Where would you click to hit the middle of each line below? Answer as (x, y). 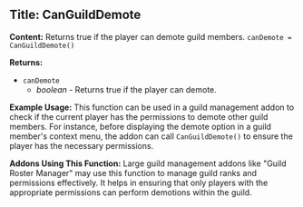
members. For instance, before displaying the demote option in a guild (141, 126)
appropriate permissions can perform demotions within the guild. (131, 192)
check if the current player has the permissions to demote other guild (139, 116)
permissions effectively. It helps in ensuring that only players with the (139, 182)
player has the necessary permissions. (82, 145)
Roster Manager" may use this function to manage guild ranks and (133, 172)
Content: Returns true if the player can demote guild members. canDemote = (151, 36)
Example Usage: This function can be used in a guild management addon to (152, 107)
